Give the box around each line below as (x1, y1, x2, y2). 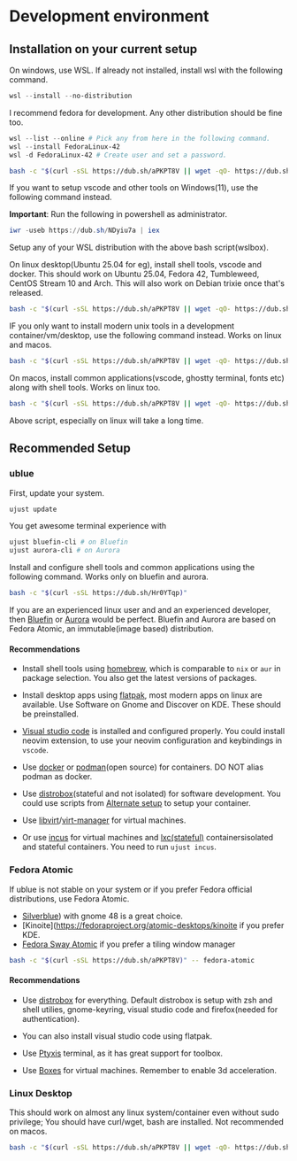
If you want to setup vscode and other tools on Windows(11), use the (9, 182, 259, 193)
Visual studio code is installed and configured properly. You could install (21, 726, 286, 737)
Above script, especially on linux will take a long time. (9, 414, 204, 426)
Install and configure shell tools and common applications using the (9, 562, 255, 573)
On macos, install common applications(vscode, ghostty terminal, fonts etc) (9, 373, 285, 383)
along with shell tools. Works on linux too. (9, 383, 161, 392)
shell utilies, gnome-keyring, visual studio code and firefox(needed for (21, 1003, 278, 1015)
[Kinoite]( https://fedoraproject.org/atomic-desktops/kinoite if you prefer (21, 919, 285, 931)
